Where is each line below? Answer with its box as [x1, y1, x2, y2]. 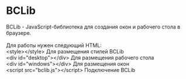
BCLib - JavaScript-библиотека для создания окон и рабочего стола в [6, 23, 181, 30]
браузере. [6, 29, 32, 36]
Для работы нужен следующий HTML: [6, 42, 102, 49]
